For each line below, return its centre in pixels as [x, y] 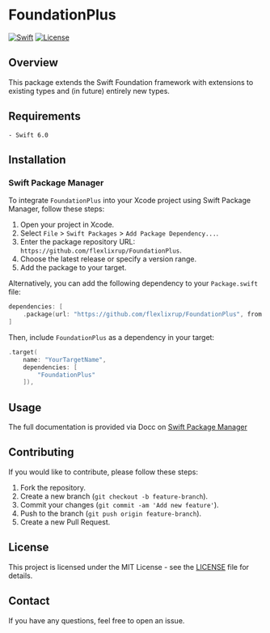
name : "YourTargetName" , [65, 359]
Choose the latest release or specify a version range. [108, 259]
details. [21, 576]
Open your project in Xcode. [67, 225]
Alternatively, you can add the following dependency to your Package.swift [133, 283]
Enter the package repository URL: [78, 242]
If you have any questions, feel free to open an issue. [97, 620]
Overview [34, 63]
